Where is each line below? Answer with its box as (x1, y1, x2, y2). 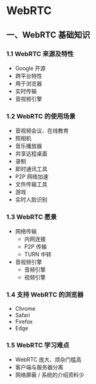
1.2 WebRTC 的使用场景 (6, 111, 76, 120)
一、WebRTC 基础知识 (6, 29, 91, 40)
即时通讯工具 (15, 165, 47, 173)
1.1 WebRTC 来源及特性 (6, 50, 74, 58)
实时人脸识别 (15, 196, 47, 203)
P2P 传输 (24, 243, 47, 250)
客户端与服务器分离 (15, 364, 64, 371)
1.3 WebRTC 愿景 (6, 213, 57, 221)
